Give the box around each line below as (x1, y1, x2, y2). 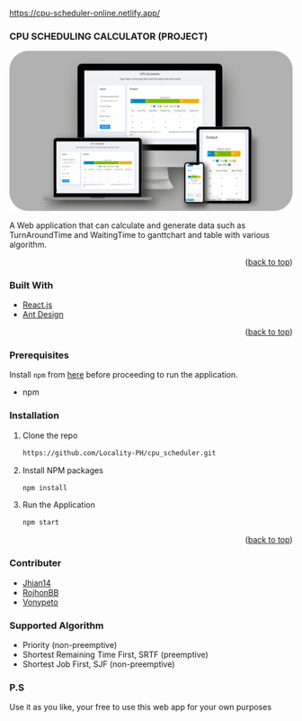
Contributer (9, 557, 62, 570)
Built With (9, 278, 54, 291)
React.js (22, 299, 53, 310)
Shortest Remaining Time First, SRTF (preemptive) (22, 649, 209, 660)
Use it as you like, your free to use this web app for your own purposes (9, 702, 272, 713)
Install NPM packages (22, 464, 103, 476)
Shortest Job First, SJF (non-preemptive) (22, 658, 175, 670)
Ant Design (22, 309, 65, 320)
